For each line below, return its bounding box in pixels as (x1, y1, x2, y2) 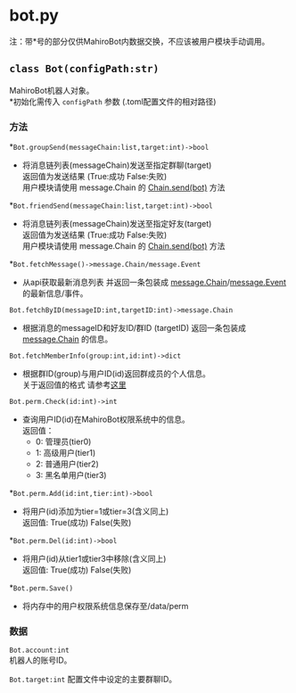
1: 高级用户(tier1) (35, 448, 96, 458)
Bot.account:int (9, 646, 70, 656)
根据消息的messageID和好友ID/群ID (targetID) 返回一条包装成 (21, 323, 247, 334)
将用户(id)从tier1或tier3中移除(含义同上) (21, 554, 167, 565)
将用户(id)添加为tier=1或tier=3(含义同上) (21, 506, 169, 517)
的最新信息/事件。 (21, 288, 88, 299)
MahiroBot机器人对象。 (9, 85, 95, 95)
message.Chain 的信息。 (21, 334, 113, 344)
